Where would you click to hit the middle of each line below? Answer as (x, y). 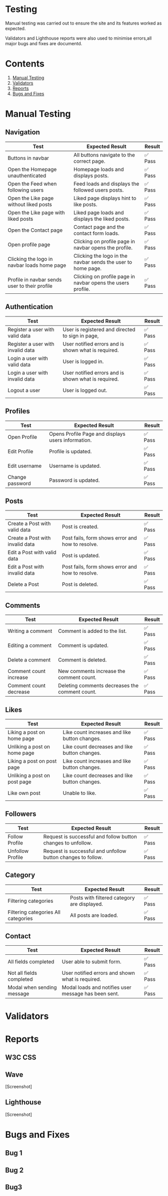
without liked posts (30, 204)
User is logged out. (85, 390)
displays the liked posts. (101, 219)
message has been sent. (90, 994)
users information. (70, 440)
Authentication (29, 307)
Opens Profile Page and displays (87, 434)
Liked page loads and (98, 213)
